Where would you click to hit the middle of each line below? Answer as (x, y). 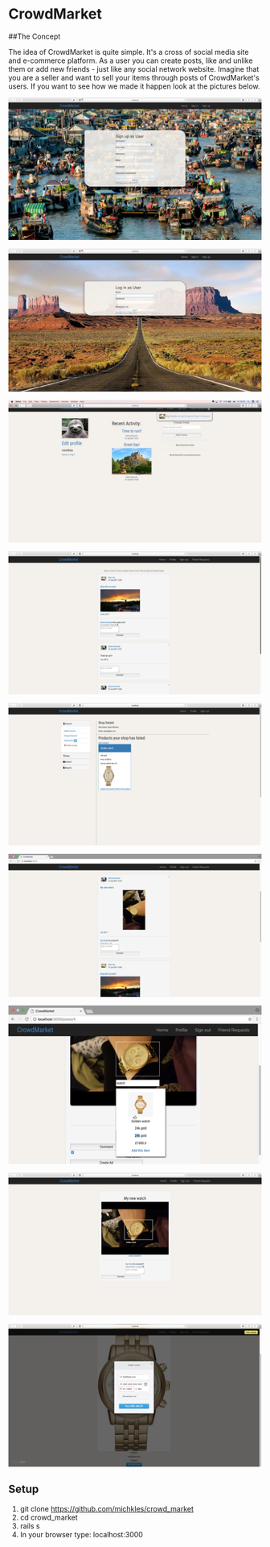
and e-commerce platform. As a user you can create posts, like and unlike (131, 60)
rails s (30, 1526)
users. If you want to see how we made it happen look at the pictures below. (134, 86)
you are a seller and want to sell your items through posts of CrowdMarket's (134, 77)
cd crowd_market (49, 1517)
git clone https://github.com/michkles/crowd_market (107, 1508)
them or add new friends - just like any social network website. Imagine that (134, 68)
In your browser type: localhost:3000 (81, 1534)
